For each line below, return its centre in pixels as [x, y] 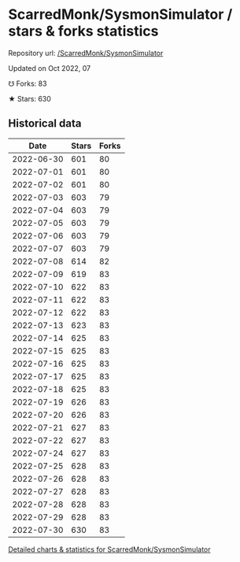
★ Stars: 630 [30, 98]
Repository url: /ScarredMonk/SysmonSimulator [86, 53]
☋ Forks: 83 [28, 83]
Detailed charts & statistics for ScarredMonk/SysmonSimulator [109, 549]
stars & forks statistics [83, 31]
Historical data [45, 124]
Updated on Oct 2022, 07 [50, 68]
